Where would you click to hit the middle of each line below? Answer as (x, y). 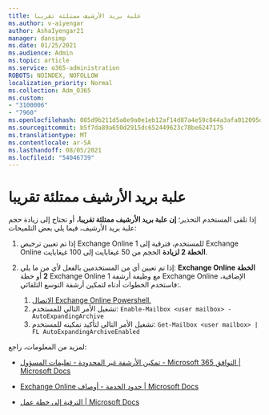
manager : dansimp (37, 38)
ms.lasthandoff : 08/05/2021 (55, 150)
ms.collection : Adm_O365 (50, 90)
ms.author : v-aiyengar (46, 23)
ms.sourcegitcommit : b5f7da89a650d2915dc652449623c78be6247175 (116, 128)
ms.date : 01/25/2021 (43, 46)
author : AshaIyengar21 (46, 31)
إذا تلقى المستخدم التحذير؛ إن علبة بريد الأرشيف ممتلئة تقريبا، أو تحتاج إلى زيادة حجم (132, 220)
